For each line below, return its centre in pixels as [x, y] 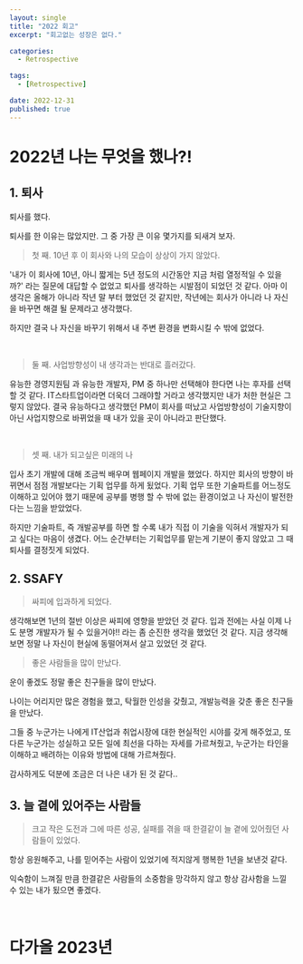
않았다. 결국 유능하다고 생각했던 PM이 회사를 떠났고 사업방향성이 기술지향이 [159, 406]
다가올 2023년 [61, 948]
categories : [32, 51]
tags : [19, 76]
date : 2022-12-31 [42, 101]
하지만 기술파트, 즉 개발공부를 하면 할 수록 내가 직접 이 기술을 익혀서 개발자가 [144, 527]
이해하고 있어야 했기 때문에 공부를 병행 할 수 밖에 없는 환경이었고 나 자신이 [139, 496]
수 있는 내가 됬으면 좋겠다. [55, 891]
